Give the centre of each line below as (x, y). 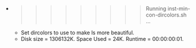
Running (156, 9)
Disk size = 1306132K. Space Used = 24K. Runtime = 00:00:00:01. (102, 39)
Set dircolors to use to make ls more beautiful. (77, 33)
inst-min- (179, 9)
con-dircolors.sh (166, 15)
